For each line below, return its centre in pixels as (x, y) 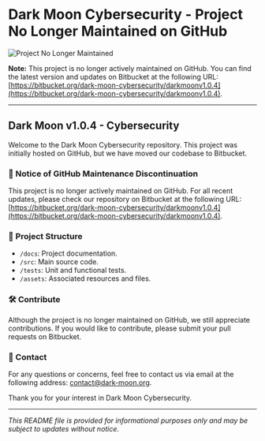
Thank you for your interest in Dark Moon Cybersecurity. (100, 398)
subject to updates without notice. (64, 428)
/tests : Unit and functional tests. (73, 271)
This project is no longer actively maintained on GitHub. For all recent (121, 191)
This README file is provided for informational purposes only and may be (128, 420)
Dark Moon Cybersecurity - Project (125, 15)
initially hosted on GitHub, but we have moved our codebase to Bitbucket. (127, 153)
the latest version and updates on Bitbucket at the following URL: (114, 77)
